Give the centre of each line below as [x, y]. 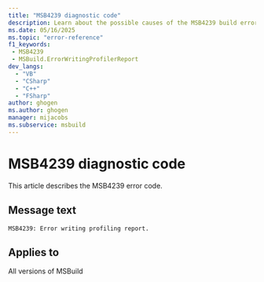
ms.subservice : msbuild [47, 125]
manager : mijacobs [38, 118]
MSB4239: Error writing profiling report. [79, 229]
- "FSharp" [33, 96]
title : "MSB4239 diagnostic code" [65, 15]
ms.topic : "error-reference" [56, 37]
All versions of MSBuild [46, 271]
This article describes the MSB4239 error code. [85, 185]
